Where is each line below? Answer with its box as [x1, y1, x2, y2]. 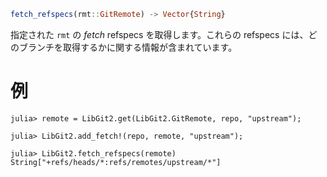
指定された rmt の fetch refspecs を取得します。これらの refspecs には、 [10, 28, 309, 40]
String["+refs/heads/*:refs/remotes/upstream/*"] [10, 157, 222, 167]
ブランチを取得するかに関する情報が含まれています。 [18, 41, 238, 53]
